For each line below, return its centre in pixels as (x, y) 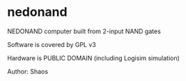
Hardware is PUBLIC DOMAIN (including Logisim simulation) (93, 58)
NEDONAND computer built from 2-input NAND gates (84, 31)
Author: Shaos (28, 71)
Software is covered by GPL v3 (52, 44)
